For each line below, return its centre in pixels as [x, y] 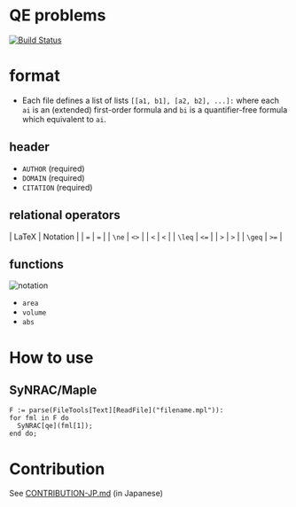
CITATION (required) [57, 187]
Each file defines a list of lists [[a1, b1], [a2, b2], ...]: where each [150, 100]
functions [36, 264]
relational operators [65, 215]
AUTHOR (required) [54, 168]
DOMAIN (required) [54, 177]
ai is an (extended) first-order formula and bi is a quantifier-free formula [155, 109]
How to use [51, 358]
